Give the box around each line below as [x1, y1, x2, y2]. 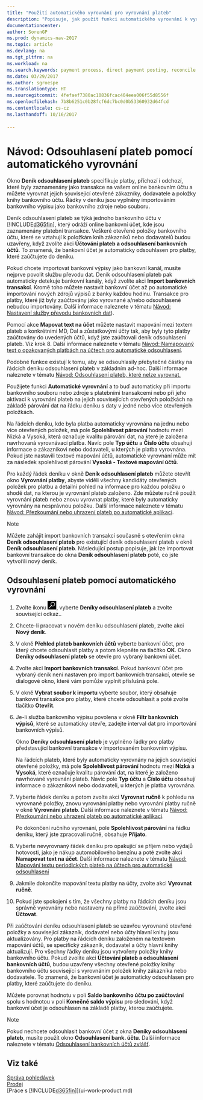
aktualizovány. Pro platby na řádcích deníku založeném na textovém [7, 935, 175, 943]
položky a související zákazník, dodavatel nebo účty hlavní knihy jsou [7, 929, 179, 936]
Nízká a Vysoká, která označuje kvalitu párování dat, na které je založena [7, 433, 188, 440]
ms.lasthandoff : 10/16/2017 [7, 112, 78, 118]
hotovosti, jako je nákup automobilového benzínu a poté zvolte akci [15, 849, 183, 856]
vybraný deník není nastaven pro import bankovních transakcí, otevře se [15, 671, 195, 678]
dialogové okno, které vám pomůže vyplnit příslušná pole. [15, 677, 159, 685]
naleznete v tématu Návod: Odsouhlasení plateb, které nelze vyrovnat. [7, 371, 181, 379]
